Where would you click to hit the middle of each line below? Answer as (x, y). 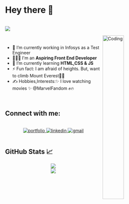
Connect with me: (33, 114)
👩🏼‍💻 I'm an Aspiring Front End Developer (54, 58)
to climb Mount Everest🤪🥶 (38, 76)
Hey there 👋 (29, 10)
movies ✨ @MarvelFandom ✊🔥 (43, 88)
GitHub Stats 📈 (29, 152)
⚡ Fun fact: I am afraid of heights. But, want (56, 69)
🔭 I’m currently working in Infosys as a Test (56, 47)
